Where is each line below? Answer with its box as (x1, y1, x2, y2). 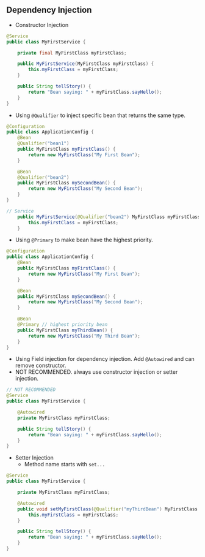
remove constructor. (15, 362, 67, 369)
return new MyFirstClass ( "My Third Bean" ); (28, 333, 140, 339)
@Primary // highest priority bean (17, 322, 108, 328)
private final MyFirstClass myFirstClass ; (17, 50, 127, 56)
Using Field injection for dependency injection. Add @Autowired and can (15, 355, 195, 363)
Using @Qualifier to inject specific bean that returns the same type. (15, 112, 186, 119)
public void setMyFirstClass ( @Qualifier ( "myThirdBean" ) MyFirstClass (17, 506, 198, 512)
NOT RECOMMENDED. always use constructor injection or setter (15, 368, 178, 376)
